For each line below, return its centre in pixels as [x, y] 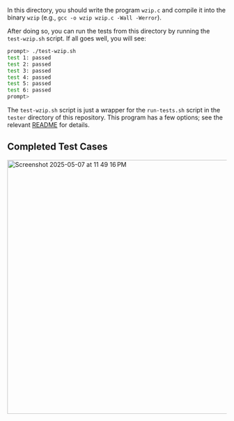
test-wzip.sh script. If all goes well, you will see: [77, 38]
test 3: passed [29, 71]
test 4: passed [29, 77]
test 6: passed [29, 90]
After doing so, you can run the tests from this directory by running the [109, 31]
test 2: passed [29, 64]
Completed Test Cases [57, 147]
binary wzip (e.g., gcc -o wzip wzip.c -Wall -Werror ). [84, 17]
